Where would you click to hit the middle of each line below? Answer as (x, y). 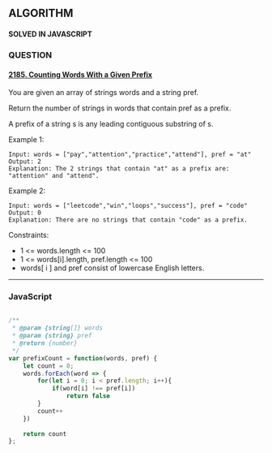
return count (45, 434)
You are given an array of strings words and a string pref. (104, 93)
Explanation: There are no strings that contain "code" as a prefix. (128, 220)
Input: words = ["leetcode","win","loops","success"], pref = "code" (128, 206)
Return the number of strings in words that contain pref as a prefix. (120, 108)
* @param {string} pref (52, 336)
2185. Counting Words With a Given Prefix (80, 74)
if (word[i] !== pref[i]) (93, 389)
